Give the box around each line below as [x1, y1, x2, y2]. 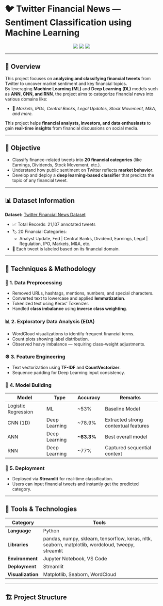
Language [7, 527, 32, 534]
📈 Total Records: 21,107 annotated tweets [12, 221, 96, 228]
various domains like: [5, 96, 48, 102]
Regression [7, 408, 33, 415]
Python [43, 527, 60, 534]
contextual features [105, 422, 149, 429]
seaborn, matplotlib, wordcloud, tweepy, [43, 541, 135, 548]
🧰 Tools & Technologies [5, 505, 77, 513]
